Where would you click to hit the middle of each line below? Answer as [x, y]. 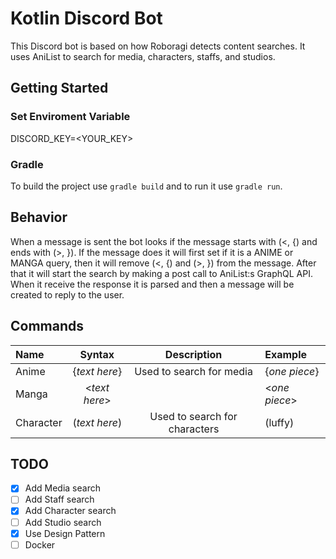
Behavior [39, 217]
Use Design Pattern [65, 533]
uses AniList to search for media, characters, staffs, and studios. [143, 56]
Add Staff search [59, 499]
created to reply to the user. [67, 294]
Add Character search [70, 511]
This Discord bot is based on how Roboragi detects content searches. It [158, 46]
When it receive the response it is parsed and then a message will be [152, 284]
